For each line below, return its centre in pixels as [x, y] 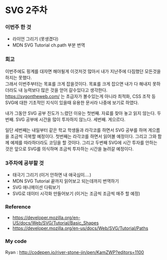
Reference [18, 207]
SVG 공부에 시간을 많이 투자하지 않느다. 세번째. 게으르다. [71, 119]
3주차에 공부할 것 [24, 163]
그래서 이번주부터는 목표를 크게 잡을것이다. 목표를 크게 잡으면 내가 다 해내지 [78, 83]
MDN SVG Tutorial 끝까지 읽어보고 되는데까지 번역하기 [66, 181]
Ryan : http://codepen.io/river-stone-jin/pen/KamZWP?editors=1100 [75, 252]
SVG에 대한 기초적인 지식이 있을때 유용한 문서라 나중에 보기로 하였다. [72, 102]
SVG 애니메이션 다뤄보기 [36, 187]
